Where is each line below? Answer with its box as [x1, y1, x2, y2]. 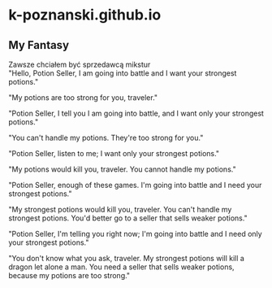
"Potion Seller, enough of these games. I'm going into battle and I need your [8, 181, 262, 190]
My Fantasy [8, 38, 70, 52]
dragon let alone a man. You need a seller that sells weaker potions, [8, 262, 235, 272]
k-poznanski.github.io [8, 6, 162, 24]
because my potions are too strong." [8, 271, 131, 280]
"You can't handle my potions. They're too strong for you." [8, 133, 204, 142]
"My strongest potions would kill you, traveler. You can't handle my [8, 205, 232, 214]
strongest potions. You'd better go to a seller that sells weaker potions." [8, 213, 248, 223]
